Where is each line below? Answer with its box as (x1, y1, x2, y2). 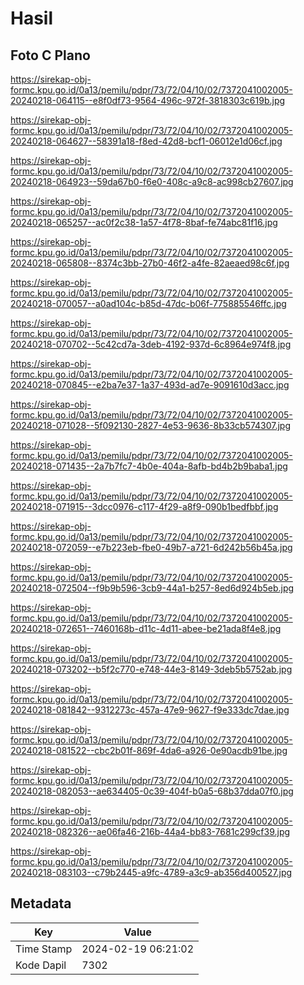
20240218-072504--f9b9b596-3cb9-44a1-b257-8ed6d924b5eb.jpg (10, 582, 295, 594)
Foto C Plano (10, 47, 91, 64)
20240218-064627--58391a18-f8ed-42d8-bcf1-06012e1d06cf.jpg (10, 135, 283, 147)
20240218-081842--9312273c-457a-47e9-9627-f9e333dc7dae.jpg (10, 704, 290, 716)
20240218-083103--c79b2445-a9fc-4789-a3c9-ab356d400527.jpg (10, 867, 293, 878)
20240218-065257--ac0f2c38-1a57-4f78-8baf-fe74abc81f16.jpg (10, 217, 278, 228)
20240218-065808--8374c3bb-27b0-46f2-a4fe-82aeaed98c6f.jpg (10, 257, 290, 269)
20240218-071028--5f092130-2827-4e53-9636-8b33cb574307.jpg (10, 420, 292, 431)
